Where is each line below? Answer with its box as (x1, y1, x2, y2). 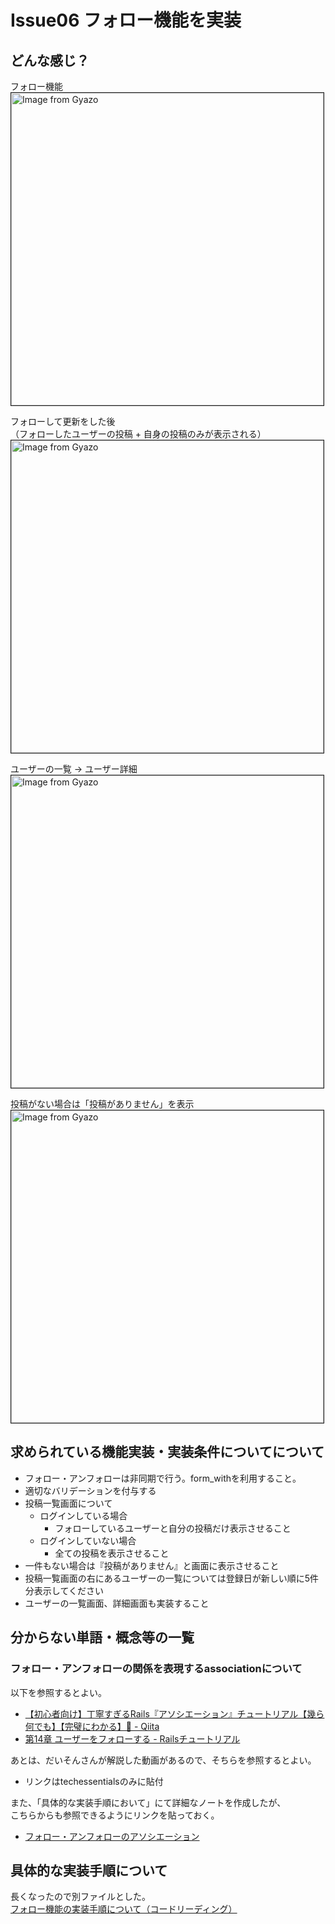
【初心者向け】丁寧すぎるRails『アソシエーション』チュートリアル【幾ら (24, 1707, 325, 1720)
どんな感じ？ (10, 52, 90, 69)
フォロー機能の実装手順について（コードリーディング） (10, 1903, 238, 1915)
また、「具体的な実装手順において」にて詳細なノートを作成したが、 (10, 1796, 287, 1808)
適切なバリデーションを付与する (24, 1484, 157, 1496)
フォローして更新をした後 (10, 416, 116, 427)
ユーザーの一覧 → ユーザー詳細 (10, 763, 138, 775)
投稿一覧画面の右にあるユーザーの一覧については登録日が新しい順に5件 (24, 1572, 320, 1584)
